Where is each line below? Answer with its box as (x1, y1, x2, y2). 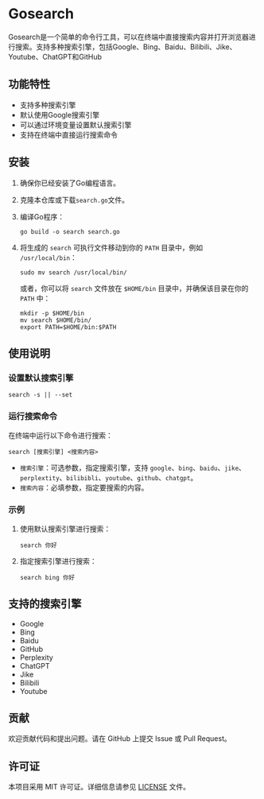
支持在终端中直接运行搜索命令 (19, 130, 118, 139)
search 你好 (19, 541, 57, 549)
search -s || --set (8, 391, 73, 399)
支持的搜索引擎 (8, 597, 82, 611)
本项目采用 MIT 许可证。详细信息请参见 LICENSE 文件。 (8, 782, 191, 792)
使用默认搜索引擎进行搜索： (19, 524, 111, 533)
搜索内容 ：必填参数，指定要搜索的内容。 (19, 483, 149, 492)
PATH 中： (19, 293, 51, 303)
